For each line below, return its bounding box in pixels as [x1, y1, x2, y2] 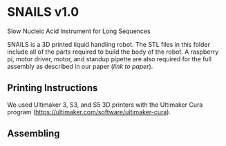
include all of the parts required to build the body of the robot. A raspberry [7, 48, 219, 56]
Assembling [7, 128, 60, 140]
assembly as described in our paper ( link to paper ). [7, 62, 153, 70]
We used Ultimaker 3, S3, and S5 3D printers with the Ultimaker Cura [7, 101, 203, 109]
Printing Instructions [7, 82, 98, 94]
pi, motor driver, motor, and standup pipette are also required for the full [7, 54, 212, 63]
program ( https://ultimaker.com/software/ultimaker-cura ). [7, 107, 171, 116]
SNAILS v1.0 [7, 4, 79, 20]
